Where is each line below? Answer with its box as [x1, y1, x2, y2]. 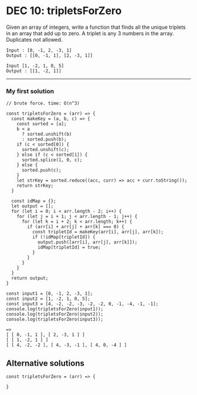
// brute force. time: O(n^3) [6, 101, 80, 106]
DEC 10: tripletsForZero [6, 4, 122, 18]
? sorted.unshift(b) [21, 131, 72, 138]
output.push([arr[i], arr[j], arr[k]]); [37, 239, 138, 245]
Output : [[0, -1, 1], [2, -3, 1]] [6, 52, 93, 58]
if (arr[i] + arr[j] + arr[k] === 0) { [27, 224, 125, 230]
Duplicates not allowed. [6, 36, 63, 43]
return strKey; [16, 183, 54, 189]
